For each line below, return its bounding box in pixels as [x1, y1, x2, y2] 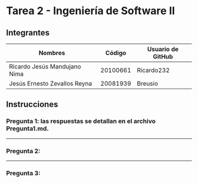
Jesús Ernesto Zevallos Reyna [9, 80, 93, 87]
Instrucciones [6, 99, 58, 110]
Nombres [38, 49, 65, 57]
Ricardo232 [137, 66, 170, 74]
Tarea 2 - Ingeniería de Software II [6, 4, 175, 18]
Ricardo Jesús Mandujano [9, 63, 81, 70]
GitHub [153, 53, 173, 60]
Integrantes [6, 28, 50, 38]
